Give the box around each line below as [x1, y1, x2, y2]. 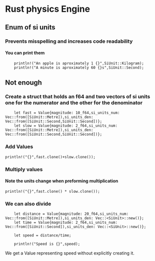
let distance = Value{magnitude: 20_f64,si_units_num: [14, 211, 129, 217]
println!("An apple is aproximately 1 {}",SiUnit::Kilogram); [14, 60, 144, 66]
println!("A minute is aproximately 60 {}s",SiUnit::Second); [14, 65, 144, 70]
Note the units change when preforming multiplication [5, 178, 119, 184]
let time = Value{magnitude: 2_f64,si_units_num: [14, 220, 118, 225]
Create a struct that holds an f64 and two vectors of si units [5, 93, 151, 100]
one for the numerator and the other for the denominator [5, 99, 143, 106]
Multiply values [5, 166, 43, 173]
